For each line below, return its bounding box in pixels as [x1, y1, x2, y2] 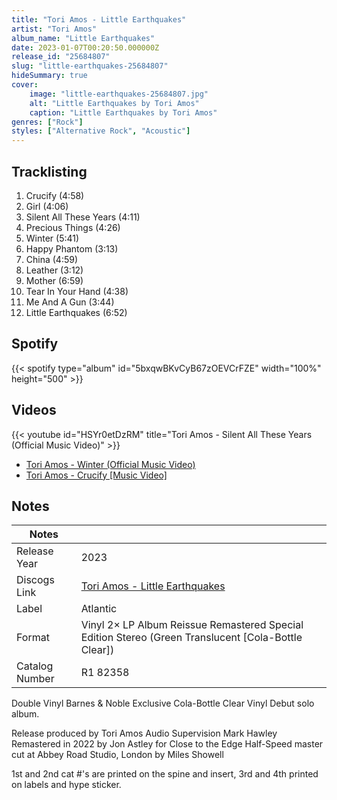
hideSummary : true [11, 71, 88, 81]
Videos [11, 402, 57, 419]
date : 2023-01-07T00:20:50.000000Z [11, 42, 160, 53]
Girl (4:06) [25, 200, 69, 212]
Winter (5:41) [25, 232, 80, 244]
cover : [11, 80, 39, 90]
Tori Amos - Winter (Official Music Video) [25, 458, 196, 470]
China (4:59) [25, 253, 79, 265]
